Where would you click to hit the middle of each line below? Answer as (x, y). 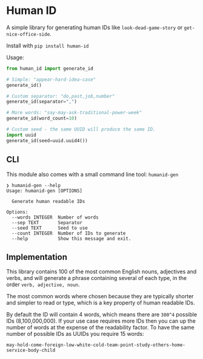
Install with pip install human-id (48, 46)
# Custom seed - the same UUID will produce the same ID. (81, 129)
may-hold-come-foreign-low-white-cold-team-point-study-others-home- (96, 345)
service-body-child (31, 350)
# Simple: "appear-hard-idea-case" (51, 80)
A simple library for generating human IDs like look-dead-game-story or (95, 27)
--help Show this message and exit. (72, 238)
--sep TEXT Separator (47, 222)
